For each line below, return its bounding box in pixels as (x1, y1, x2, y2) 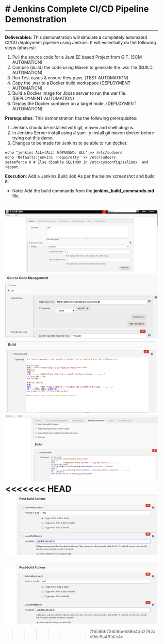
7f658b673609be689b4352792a (89, 628, 156, 634)
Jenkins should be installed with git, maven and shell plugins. (12, 124, 134, 130)
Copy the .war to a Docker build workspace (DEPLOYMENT (12, 80, 131, 86)
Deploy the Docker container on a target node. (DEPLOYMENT (12, 101, 137, 106)
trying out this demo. (12, 135, 54, 140)
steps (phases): (5, 45, 36, 51)
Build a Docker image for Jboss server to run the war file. (12, 90, 127, 96)
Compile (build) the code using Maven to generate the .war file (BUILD (12, 64, 153, 70)
